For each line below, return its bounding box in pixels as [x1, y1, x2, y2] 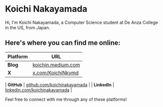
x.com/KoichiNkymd [32, 69, 79, 76]
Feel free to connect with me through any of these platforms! [5, 96, 127, 102]
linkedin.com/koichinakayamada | [5, 87, 72, 93]
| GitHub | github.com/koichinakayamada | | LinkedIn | [5, 82, 114, 88]
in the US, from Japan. [5, 24, 50, 30]
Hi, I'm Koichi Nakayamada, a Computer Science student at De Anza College [5, 19, 158, 25]
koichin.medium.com [32, 61, 80, 68]
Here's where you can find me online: [5, 39, 121, 47]
